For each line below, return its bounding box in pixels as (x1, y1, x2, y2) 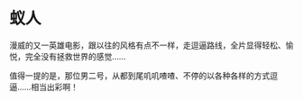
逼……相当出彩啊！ (9, 81, 79, 92)
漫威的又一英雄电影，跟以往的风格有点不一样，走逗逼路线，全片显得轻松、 (9, 40, 286, 50)
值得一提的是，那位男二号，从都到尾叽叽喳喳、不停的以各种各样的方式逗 (9, 69, 278, 81)
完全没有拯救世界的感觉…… (24, 50, 126, 61)
